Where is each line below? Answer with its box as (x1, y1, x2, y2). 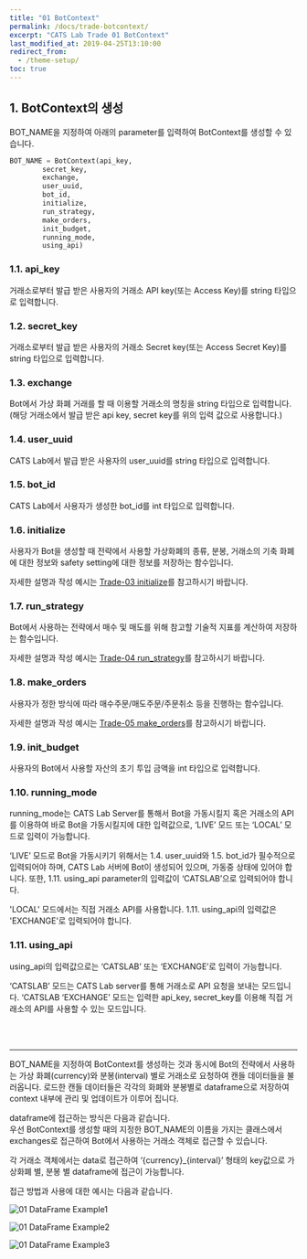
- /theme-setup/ (17, 56, 79, 65)
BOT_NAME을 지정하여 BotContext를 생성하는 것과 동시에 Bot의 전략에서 (9, 1058, 271, 1070)
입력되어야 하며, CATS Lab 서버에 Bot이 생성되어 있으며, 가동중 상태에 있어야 (9, 861, 283, 873)
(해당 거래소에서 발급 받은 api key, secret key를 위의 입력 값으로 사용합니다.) (9, 410, 283, 421)
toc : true (9, 65, 48, 74)
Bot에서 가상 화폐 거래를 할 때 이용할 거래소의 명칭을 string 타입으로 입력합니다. (9, 399, 292, 410)
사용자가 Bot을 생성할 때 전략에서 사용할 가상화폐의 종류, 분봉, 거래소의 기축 (9, 546, 278, 557)
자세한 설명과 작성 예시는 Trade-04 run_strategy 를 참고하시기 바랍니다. (9, 653, 265, 664)
